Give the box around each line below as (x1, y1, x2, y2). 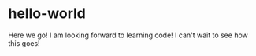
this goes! (8, 38, 41, 47)
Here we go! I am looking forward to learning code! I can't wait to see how (8, 30, 248, 40)
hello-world (8, 5, 87, 23)
